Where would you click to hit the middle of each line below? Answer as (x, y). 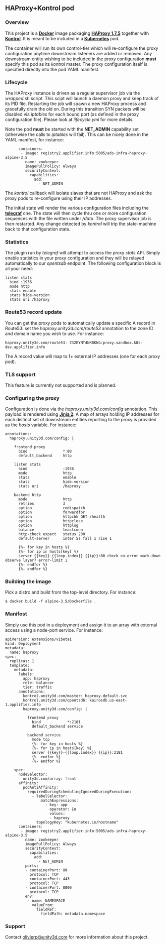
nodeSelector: (33, 774)
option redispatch (52, 508)
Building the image (28, 582)
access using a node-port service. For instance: (54, 630)
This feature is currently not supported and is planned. (61, 385)
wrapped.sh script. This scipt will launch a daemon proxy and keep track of (82, 98)
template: (20, 665)
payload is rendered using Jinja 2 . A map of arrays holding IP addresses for (82, 414)
